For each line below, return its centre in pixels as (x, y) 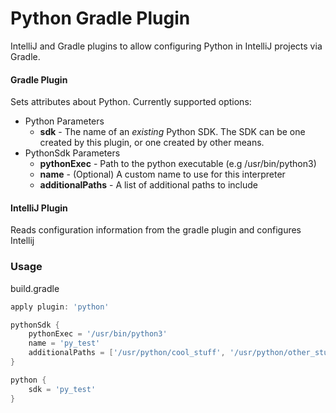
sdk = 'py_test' (62, 389)
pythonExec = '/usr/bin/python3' (98, 334)
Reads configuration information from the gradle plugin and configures (156, 230)
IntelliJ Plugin (39, 208)
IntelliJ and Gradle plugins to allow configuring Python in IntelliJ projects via (166, 46)
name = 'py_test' (64, 343)
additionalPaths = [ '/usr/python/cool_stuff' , (127, 353)
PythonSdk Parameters (72, 153)
